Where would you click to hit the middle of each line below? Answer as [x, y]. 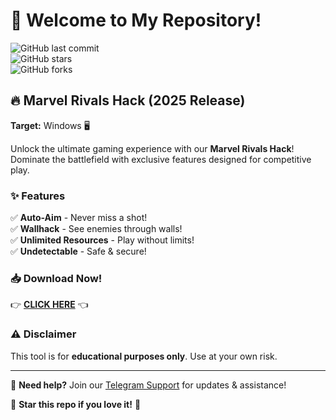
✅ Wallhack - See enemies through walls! [96, 229]
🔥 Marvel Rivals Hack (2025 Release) [128, 100]
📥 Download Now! [56, 278]
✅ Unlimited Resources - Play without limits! [102, 240]
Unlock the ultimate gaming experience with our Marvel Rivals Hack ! [152, 148]
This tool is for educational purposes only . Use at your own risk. [144, 356]
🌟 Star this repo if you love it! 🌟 [76, 404]
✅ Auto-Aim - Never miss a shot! [79, 218]
